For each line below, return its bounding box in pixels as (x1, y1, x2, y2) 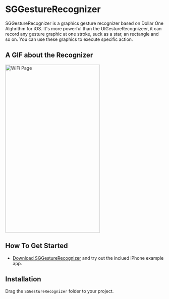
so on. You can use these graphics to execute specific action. (5, 36, 133, 42)
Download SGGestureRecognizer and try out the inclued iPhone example (12, 255, 164, 261)
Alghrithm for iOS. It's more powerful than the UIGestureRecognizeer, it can (5, 25, 162, 31)
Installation (5, 275, 41, 283)
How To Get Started (5, 242, 68, 250)
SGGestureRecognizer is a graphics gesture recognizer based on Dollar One (5, 20, 164, 26)
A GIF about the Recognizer (5, 51, 93, 59)
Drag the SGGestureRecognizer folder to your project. (5, 288, 114, 294)
